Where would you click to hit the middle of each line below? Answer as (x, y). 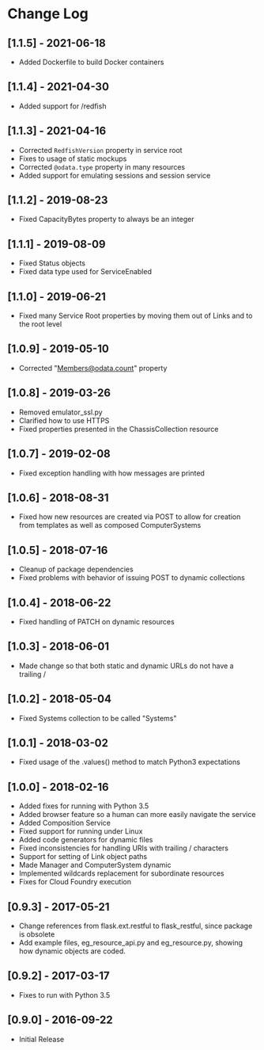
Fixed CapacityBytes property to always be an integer (106, 220)
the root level (40, 324)
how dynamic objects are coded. (72, 951)
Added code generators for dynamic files (86, 840)
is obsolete (37, 934)
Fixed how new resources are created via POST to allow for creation (130, 517)
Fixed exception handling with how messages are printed (111, 473)
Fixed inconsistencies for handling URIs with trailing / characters (123, 848)
